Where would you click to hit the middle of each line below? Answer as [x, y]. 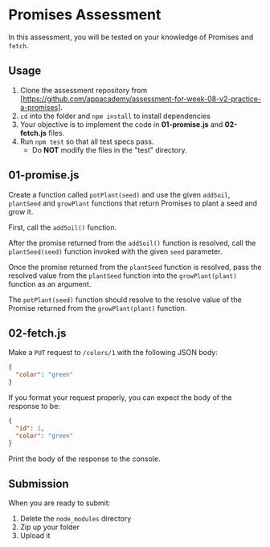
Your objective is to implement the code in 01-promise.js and [121, 124]
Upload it [35, 536]
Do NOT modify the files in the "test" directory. [109, 149]
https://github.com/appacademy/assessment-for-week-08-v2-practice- [142, 99]
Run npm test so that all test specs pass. [87, 141]
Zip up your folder [50, 527]
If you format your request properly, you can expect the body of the [120, 398]
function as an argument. [50, 284]
